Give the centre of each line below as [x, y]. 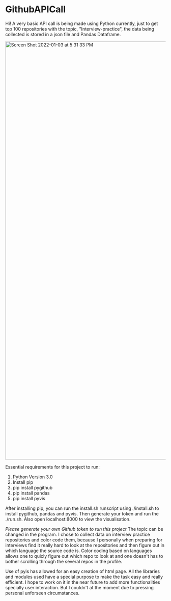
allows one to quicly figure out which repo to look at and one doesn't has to [84, 556]
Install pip [23, 482]
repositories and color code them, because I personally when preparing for [84, 540]
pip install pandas [31, 493]
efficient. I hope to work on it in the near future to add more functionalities [83, 582]
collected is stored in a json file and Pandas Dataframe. [63, 34]
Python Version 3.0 [33, 477]
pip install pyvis [29, 498]
